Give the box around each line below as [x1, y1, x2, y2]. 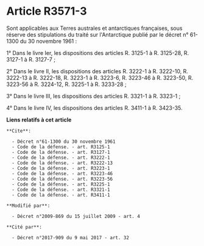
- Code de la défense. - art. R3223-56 [12, 176, 113, 182]
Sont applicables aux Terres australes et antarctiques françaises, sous [6, 24, 183, 32]
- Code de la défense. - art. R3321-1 [12, 186, 111, 193]
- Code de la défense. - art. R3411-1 [12, 192, 111, 198]
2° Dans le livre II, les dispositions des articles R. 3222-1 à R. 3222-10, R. [6, 67, 189, 74]
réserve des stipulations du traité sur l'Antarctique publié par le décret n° [6, 31, 189, 38]
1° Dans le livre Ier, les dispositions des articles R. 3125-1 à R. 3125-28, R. [6, 49, 189, 56]
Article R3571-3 [6, 4, 87, 18]
